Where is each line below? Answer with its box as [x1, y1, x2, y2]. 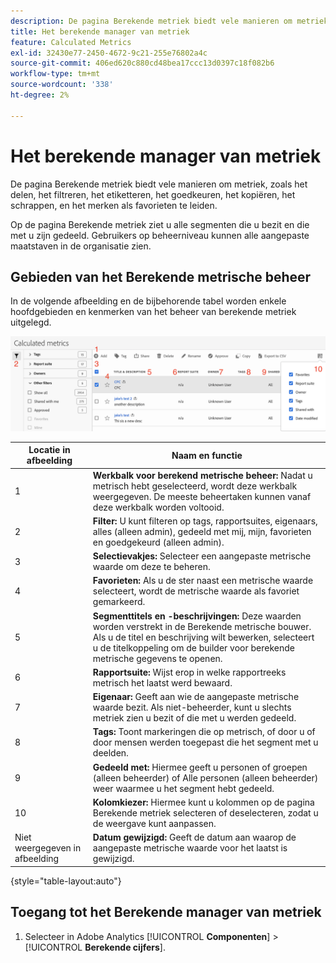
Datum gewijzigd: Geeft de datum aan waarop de [92, 831, 297, 844]
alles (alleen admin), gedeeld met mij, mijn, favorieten [92, 525, 312, 537]
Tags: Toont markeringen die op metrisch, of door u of [92, 726, 316, 738]
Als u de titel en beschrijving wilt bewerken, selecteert [92, 631, 315, 643]
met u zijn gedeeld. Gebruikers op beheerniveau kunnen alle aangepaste [10, 229, 310, 241]
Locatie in [28, 444, 71, 456]
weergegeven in [14, 842, 82, 854]
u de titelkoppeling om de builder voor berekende [92, 641, 295, 654]
